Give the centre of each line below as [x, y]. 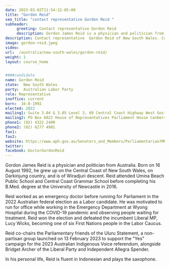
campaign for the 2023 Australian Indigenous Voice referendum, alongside [83, 244]
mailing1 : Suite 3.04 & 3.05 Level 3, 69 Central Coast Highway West [80, 113]
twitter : [14, 146]
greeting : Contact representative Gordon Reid [66, 29]
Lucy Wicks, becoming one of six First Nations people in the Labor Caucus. [84, 223]
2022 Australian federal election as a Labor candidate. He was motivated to [84, 202]
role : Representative [28, 94]
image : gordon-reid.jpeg [31, 43]
